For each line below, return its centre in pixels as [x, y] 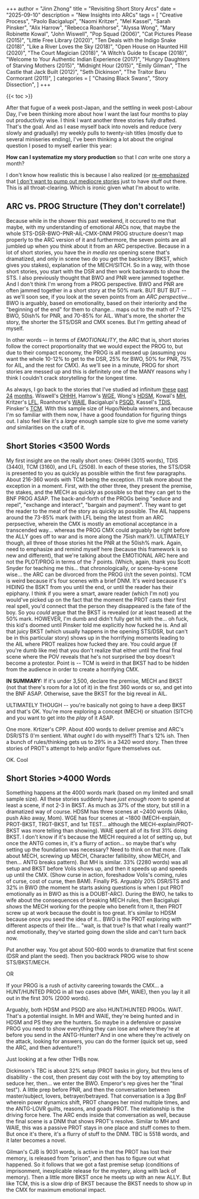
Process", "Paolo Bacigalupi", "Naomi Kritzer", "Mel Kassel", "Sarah [89, 21]
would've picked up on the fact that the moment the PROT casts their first [96, 599]
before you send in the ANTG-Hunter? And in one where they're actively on [98, 1035]
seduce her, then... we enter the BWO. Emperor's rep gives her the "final [94, 1083]
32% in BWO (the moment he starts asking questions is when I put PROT [95, 887]
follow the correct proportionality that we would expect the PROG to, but [94, 346]
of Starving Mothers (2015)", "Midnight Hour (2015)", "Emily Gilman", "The [97, 66]
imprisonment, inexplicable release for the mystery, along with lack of [91, 1171]
